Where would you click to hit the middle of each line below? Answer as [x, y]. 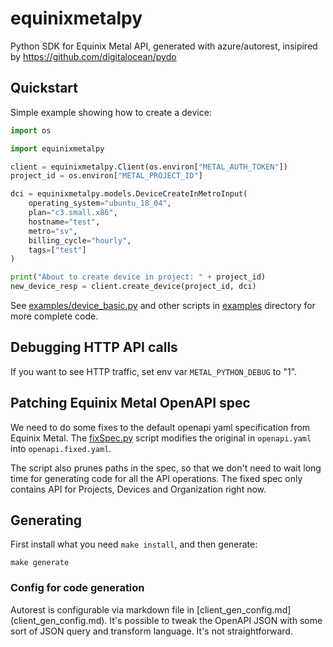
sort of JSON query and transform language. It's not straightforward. [151, 631]
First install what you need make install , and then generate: [134, 544]
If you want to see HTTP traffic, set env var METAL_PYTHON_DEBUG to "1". [154, 371]
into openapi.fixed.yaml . [61, 448]
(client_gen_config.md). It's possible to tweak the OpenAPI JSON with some [166, 620]
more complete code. [54, 316]
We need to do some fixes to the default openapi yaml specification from [160, 427]
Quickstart [44, 88]
